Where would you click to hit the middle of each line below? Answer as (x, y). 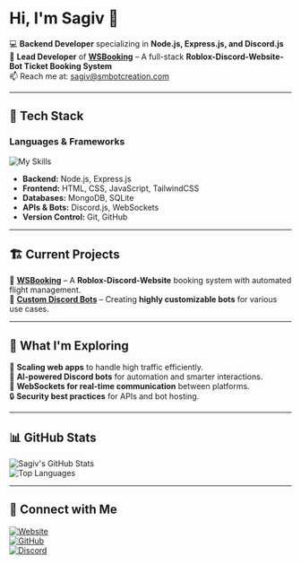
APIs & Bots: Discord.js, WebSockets (90, 207)
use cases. (29, 309)
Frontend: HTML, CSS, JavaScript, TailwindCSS (111, 188)
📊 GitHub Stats (53, 437)
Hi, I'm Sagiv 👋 (64, 18)
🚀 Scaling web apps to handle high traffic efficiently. (107, 368)
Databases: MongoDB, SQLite (78, 197)
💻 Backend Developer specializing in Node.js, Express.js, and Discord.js (146, 43)
